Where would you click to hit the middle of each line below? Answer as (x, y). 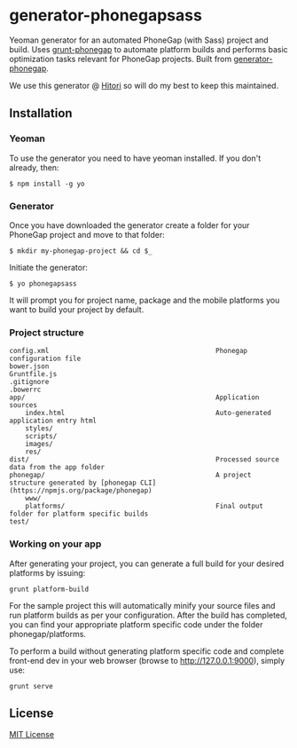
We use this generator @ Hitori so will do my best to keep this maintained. (144, 85)
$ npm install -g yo (47, 184)
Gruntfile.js (33, 374)
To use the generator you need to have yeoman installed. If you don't (135, 158)
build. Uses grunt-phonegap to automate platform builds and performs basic (148, 49)
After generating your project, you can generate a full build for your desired (147, 563)
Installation (41, 113)
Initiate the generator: (49, 267)
